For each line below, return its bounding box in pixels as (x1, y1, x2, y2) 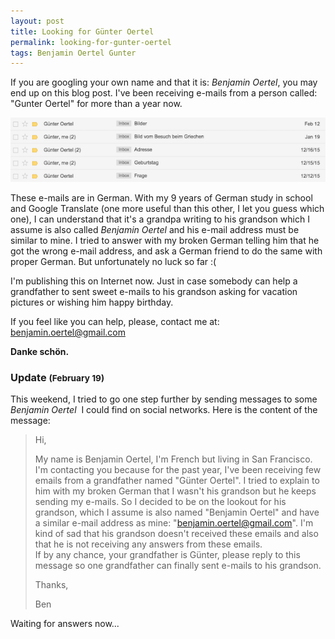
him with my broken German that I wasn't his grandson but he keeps (34, 485, 317, 497)
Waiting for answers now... (10, 618, 120, 630)
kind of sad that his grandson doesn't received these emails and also (34, 528, 319, 540)
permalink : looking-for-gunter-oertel (10, 37, 172, 47)
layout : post (10, 16, 65, 26)
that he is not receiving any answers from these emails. (34, 538, 263, 550)
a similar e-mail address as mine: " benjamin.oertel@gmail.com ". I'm (34, 517, 314, 529)
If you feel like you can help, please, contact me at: (10, 315, 220, 327)
